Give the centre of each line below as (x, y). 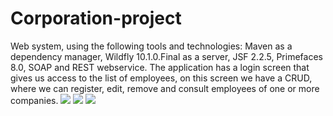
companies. (34, 100)
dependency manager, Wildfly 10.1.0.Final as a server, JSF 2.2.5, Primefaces (166, 56)
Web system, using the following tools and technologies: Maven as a (151, 46)
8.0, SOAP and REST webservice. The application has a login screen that (160, 67)
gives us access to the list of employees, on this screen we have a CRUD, (161, 78)
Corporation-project (96, 18)
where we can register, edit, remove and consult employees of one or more (165, 88)
